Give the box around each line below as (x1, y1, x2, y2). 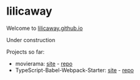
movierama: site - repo (15, 60, 73, 67)
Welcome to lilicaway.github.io (6, 24, 83, 32)
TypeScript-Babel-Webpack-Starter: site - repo (15, 66, 134, 74)
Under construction (6, 36, 56, 43)
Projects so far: (6, 48, 45, 56)
